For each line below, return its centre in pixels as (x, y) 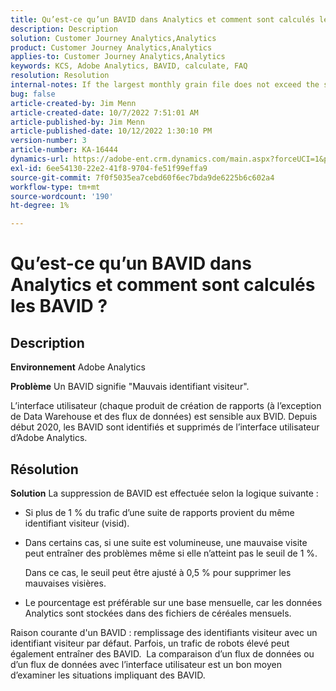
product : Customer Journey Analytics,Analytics (111, 47)
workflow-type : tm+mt (55, 187)
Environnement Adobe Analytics (78, 367)
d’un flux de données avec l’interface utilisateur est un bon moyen (146, 664)
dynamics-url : (40, 159)
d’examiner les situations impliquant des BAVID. (108, 675)
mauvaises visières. (65, 583)
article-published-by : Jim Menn (77, 122)
